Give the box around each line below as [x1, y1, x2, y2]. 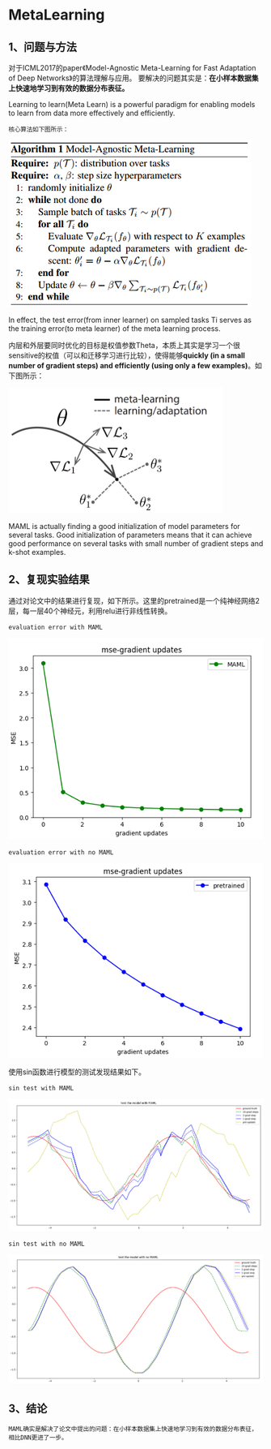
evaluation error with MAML [8, 623, 104, 631]
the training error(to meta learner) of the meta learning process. [8, 324, 221, 333]
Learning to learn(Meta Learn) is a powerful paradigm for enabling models [8, 100, 256, 109]
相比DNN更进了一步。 [8, 1434, 68, 1442]
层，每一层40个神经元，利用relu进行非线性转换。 [8, 606, 172, 616]
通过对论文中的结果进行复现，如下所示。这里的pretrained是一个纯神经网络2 [8, 596, 260, 605]
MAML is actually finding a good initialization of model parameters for [8, 522, 240, 531]
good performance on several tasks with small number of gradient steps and [8, 539, 264, 548]
